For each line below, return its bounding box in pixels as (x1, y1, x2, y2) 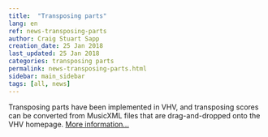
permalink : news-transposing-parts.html (8, 65, 148, 73)
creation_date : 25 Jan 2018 (8, 42, 104, 50)
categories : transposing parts (8, 58, 115, 66)
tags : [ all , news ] (8, 79, 71, 88)
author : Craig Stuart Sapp (8, 34, 100, 43)
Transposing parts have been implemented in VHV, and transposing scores (8, 102, 259, 112)
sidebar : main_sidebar (8, 72, 85, 80)
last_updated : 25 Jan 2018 (8, 49, 100, 58)
